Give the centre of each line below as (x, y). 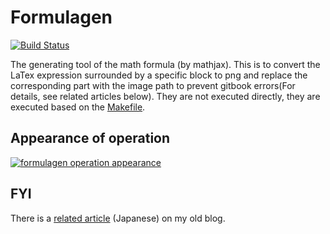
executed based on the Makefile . (78, 107)
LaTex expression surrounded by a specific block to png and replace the (159, 75)
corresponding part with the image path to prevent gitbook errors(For (153, 85)
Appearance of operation (90, 138)
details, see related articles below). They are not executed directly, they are (165, 96)
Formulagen (61, 17)
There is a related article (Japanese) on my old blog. (118, 218)
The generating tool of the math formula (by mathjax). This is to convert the (165, 64)
